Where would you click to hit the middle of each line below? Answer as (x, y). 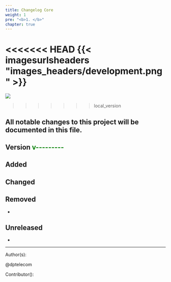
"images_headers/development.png (84, 71)
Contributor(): (20, 274)
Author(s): (16, 255)
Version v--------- (35, 147)
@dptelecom (19, 265)
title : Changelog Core (29, 10)
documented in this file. (44, 130)
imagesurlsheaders (48, 61)
